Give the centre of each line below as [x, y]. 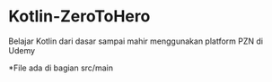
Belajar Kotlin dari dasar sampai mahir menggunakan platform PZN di [136, 41]
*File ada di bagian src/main [61, 68]
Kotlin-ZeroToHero [79, 16]
